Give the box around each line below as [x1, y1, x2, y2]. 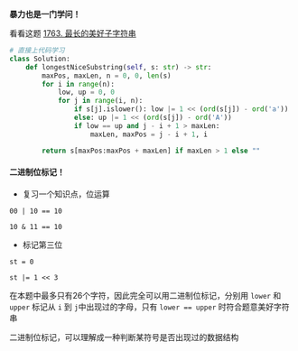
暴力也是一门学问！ [9, 9, 81, 19]
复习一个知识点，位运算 [22, 189, 110, 199]
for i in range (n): [42, 79, 116, 88]
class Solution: [9, 54, 70, 63]
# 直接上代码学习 [9, 46, 65, 55]
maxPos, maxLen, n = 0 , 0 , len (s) [42, 71, 172, 80]
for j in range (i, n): [57, 97, 144, 106]
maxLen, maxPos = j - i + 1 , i [89, 130, 208, 139]
